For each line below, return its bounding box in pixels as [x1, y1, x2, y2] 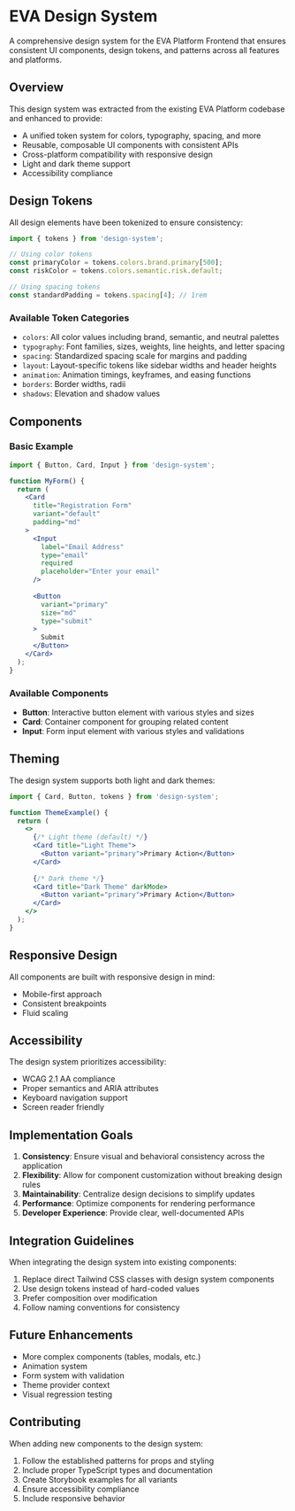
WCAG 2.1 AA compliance [21, 1073, 116, 1084]
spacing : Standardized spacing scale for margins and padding [21, 351, 247, 361]
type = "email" [41, 551, 89, 560]
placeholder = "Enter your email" [41, 567, 161, 577]
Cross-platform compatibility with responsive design [21, 149, 214, 159]
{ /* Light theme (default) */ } [32, 833, 148, 842]
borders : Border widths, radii [21, 379, 126, 390]
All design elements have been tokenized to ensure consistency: [9, 217, 244, 228]
